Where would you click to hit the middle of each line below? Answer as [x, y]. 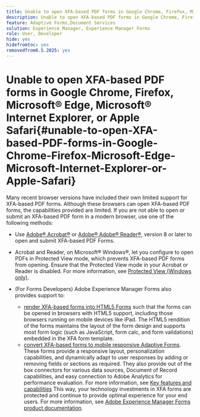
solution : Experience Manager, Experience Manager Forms [78, 28]
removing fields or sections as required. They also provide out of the [108, 363]
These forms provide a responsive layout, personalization [94, 351]
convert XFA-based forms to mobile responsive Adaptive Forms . [102, 344]
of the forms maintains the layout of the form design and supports [104, 325]
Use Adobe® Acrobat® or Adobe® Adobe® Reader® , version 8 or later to [103, 234]
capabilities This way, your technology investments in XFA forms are [107, 389]
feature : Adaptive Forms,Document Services [61, 23]
